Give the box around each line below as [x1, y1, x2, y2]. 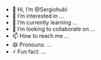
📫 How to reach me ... [12, 32, 69, 39]
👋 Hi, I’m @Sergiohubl [12, 6, 67, 13]
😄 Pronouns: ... [12, 41, 52, 48]
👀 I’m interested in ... [12, 12, 64, 20]
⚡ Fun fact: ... [12, 48, 46, 55]
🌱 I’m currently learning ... [12, 19, 78, 26]
